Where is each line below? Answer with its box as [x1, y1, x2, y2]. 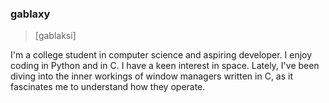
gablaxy [10, 7, 51, 21]
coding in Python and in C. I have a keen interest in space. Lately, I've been [10, 60, 320, 72]
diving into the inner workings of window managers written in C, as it [10, 70, 294, 82]
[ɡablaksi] [34, 30, 77, 42]
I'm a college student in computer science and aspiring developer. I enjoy [10, 49, 313, 61]
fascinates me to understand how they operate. [10, 81, 206, 93]
